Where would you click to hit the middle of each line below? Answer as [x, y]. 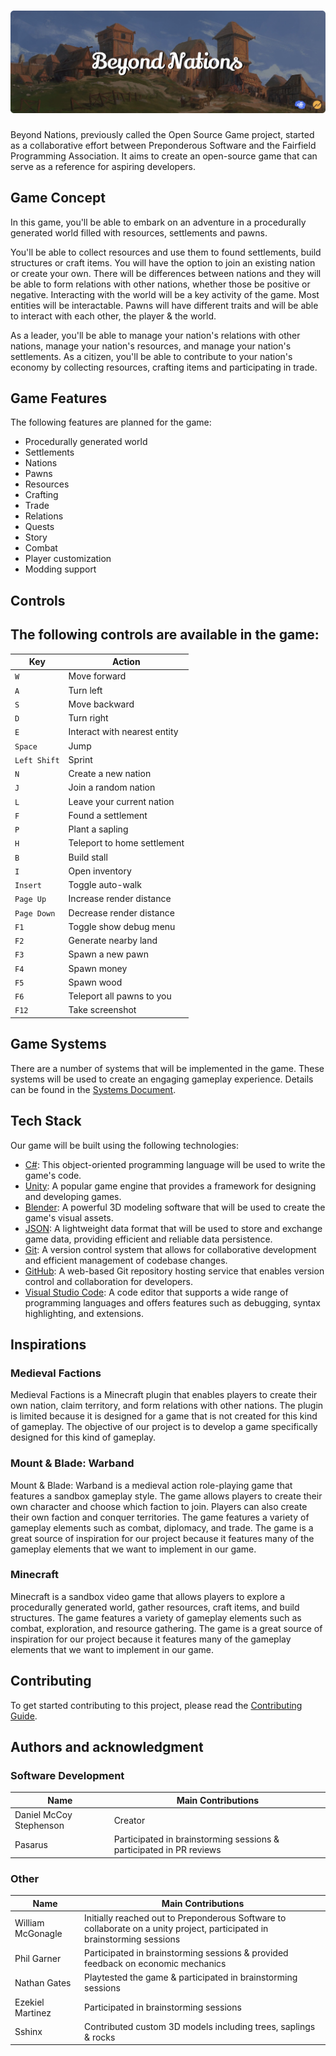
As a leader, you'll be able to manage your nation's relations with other [155, 335]
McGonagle [38, 1934]
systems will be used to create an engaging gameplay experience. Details [162, 1079]
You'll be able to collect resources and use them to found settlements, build [166, 252]
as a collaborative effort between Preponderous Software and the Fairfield [163, 145]
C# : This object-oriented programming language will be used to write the [175, 1164]
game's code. [53, 1175]
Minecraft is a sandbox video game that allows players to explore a [148, 1596]
